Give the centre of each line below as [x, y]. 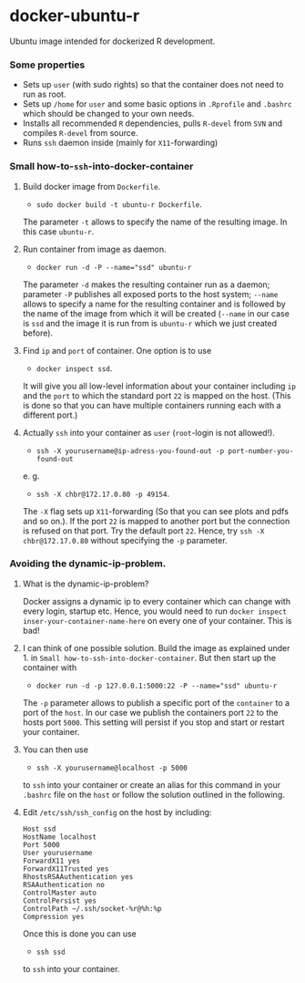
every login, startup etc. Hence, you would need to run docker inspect [154, 611]
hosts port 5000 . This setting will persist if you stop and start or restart [153, 722]
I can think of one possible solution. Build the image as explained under [156, 647]
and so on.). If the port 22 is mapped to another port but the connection [156, 521]
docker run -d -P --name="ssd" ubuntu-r [114, 267]
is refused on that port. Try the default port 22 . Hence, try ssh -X [143, 531]
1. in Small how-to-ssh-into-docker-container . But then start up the [149, 657]
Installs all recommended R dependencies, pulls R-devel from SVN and [152, 123]
